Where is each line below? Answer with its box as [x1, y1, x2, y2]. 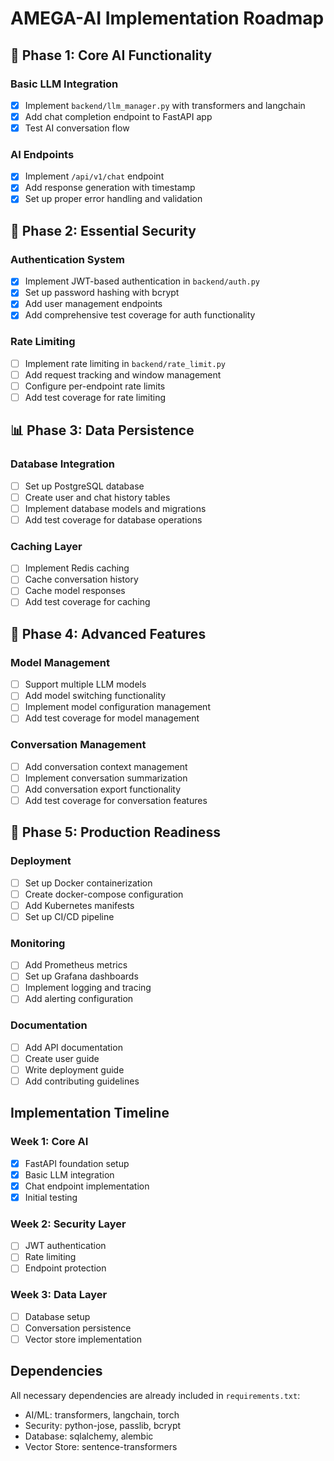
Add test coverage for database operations [24, 513, 203, 526]
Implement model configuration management [24, 701, 211, 713]
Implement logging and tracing [24, 982, 152, 994]
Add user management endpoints [24, 298, 163, 310]
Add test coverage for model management [24, 712, 200, 724]
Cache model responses [24, 585, 126, 597]
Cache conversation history [24, 573, 139, 586]
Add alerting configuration [24, 993, 134, 1005]
